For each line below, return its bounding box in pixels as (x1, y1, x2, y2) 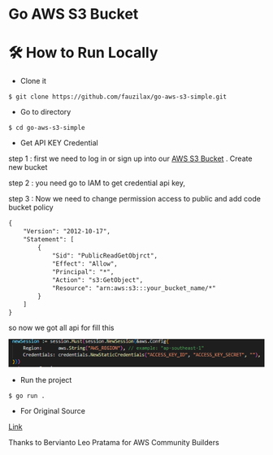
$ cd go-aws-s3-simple (8, 123, 85, 132)
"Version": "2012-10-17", (23, 227, 111, 236)
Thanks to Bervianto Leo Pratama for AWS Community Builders (8, 437, 219, 447)
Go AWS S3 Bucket (8, 5, 139, 24)
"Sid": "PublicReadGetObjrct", (51, 252, 158, 260)
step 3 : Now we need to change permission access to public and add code (8, 194, 262, 204)
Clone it (19, 76, 47, 86)
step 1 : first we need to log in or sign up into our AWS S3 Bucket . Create (8, 154, 253, 163)
